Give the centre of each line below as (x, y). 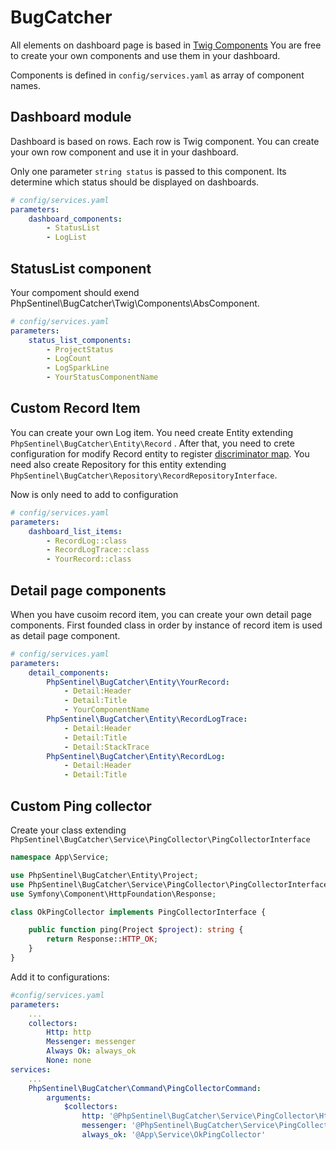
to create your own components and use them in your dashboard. (145, 55)
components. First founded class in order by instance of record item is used (166, 625)
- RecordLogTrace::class (98, 550)
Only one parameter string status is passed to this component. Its (148, 171)
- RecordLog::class (87, 541)
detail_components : (69, 672)
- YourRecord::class (89, 559)
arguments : (69, 1097)
